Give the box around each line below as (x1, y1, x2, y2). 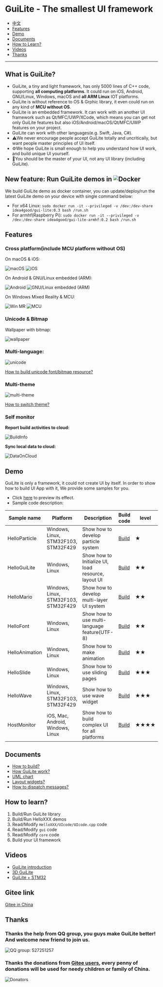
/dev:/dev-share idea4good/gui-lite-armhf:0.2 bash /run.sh (12, 217, 136, 222)
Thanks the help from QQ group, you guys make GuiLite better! (5, 930, 156, 937)
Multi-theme (5, 381, 35, 388)
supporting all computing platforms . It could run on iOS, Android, (12, 88, 144, 94)
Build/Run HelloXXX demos (12, 816, 66, 822)
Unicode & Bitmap (5, 316, 49, 322)
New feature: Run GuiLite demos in (5, 175, 113, 183)
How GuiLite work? (12, 769, 50, 774)
